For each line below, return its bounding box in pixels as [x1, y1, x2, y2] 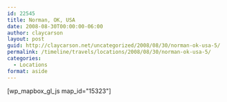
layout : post [7, 36, 45, 43]
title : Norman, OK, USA [7, 17, 76, 23]
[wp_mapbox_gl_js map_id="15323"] [7, 87, 112, 95]
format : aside [7, 68, 48, 74]
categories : [7, 55, 41, 62]
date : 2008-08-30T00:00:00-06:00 [7, 23, 103, 30]
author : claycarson [7, 29, 63, 37]
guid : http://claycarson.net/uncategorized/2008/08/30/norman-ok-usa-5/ [7, 42, 221, 49]
